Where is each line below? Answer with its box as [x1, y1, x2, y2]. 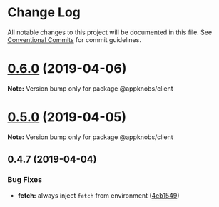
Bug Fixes [7, 175, 43, 185]
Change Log [7, 4, 81, 21]
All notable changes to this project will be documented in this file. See [7, 28, 213, 36]
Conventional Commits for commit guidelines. [7, 35, 141, 44]
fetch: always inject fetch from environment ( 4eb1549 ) [17, 191, 180, 200]
